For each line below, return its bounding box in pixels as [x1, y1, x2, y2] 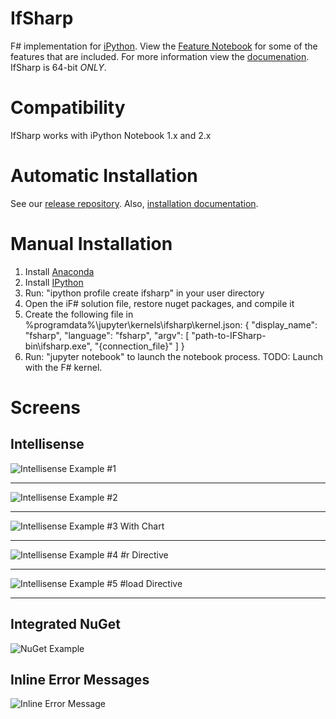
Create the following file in [24, 308, 134, 320]
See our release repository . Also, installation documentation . [10, 197, 259, 209]
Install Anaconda [24, 265, 95, 277]
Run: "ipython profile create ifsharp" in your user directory [24, 287, 265, 299]
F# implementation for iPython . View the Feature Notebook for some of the [10, 40, 318, 52]
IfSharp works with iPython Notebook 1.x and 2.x [10, 129, 212, 141]
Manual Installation [10, 233, 173, 255]
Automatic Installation [10, 165, 198, 187]
